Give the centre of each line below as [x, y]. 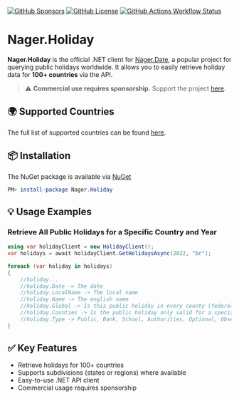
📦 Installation [39, 156]
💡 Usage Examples [50, 211]
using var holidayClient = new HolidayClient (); [81, 247]
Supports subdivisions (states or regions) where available [102, 373]
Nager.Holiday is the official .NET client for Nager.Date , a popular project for [119, 59]
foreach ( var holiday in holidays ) [60, 266]
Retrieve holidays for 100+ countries [71, 365]
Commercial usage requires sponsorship [77, 388]
